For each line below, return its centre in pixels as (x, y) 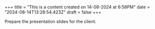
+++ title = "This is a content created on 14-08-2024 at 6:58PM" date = (77, 7)
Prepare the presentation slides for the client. (51, 22)
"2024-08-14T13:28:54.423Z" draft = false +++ (53, 12)
